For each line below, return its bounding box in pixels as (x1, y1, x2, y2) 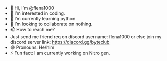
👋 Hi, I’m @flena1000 (10, 5, 55, 11)
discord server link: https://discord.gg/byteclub (10, 39, 110, 45)
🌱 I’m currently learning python (10, 16, 76, 21)
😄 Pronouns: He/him (10, 44, 55, 50)
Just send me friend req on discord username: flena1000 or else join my (10, 34, 162, 40)
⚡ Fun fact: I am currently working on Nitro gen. (10, 50, 110, 56)
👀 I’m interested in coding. (10, 10, 65, 16)
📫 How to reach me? (10, 27, 55, 32)
